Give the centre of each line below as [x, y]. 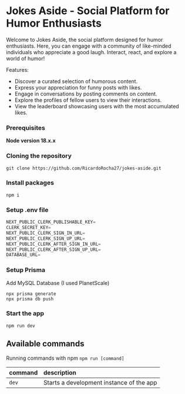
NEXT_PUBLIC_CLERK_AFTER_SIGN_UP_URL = [53, 249]
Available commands [45, 344]
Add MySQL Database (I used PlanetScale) [58, 283]
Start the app [25, 313]
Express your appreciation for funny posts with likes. [78, 87]
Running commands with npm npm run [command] [65, 358]
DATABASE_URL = [23, 255]
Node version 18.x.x [31, 141]
